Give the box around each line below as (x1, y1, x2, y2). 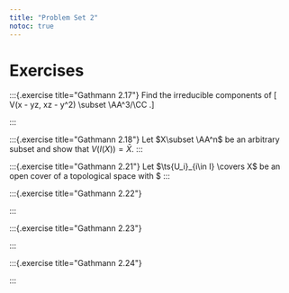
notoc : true (9, 22, 54, 31)
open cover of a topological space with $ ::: (9, 171, 171, 182)
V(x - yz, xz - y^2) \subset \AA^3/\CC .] (9, 100, 155, 111)
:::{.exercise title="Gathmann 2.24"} (9, 258, 142, 269)
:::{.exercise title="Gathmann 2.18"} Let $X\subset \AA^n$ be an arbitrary (9, 134, 281, 145)
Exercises (9, 60, 85, 81)
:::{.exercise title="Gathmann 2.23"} (9, 223, 142, 234)
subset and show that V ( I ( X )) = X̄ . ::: (9, 144, 144, 155)
